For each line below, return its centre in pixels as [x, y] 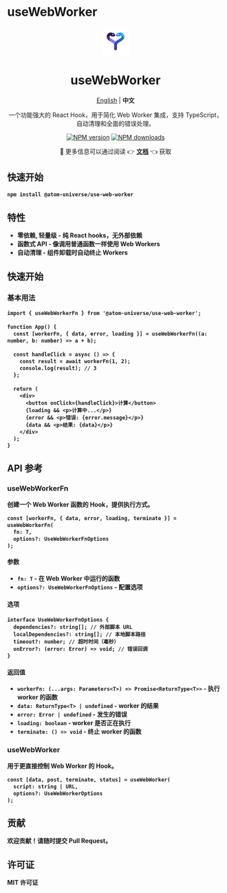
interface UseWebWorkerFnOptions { [58, 620]
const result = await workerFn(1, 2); [75, 362]
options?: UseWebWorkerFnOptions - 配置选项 [80, 587]
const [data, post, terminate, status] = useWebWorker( [89, 779]
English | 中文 [116, 100]
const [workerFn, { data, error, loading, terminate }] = [92, 518]
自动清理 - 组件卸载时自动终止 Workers [73, 252]
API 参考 [25, 469]
